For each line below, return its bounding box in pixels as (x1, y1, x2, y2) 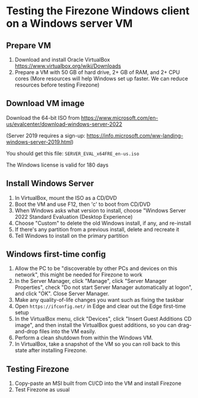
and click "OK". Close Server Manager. (14, 290, 110, 297)
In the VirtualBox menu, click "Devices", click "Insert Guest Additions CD (14, 316, 191, 323)
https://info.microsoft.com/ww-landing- (87, 132, 184, 139)
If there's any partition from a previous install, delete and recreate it (14, 225, 180, 233)
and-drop (14, 328, 39, 335)
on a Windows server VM (6, 17, 133, 30)
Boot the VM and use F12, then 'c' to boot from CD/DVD (14, 200, 151, 208)
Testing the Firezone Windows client (6, 4, 190, 18)
